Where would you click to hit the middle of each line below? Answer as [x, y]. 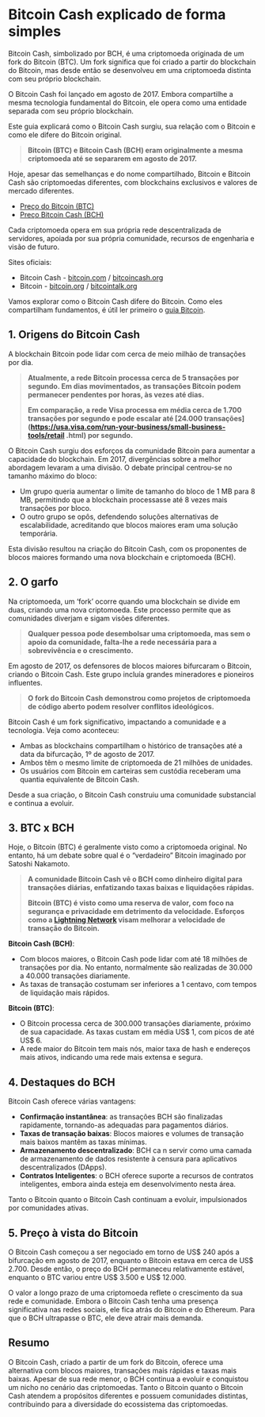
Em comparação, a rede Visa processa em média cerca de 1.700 [134, 409]
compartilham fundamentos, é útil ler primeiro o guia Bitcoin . [107, 309]
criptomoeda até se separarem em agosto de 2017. [112, 158]
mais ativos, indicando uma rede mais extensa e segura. [111, 1058]
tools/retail [46, 435]
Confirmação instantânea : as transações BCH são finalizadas [121, 1117]
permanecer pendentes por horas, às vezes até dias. [116, 394]
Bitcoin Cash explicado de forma [117, 15]
